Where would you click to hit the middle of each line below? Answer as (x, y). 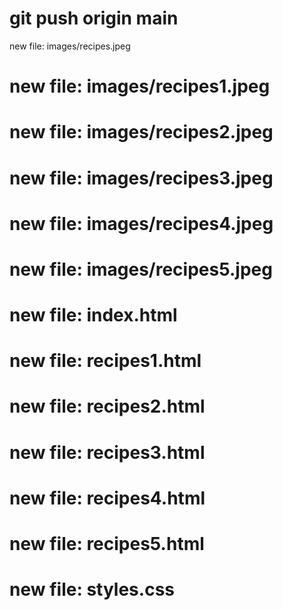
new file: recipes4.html (107, 498)
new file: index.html (93, 315)
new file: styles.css (92, 589)
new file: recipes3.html (107, 452)
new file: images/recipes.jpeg (70, 46)
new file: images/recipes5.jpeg (141, 269)
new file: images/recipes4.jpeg (141, 223)
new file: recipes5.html (107, 544)
